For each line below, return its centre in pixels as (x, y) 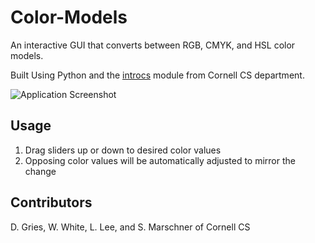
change (40, 171)
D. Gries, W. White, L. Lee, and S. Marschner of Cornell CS (130, 227)
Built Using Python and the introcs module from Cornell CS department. (157, 75)
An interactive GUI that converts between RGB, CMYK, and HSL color (153, 45)
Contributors (51, 202)
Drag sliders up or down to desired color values (123, 150)
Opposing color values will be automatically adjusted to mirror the (160, 160)
